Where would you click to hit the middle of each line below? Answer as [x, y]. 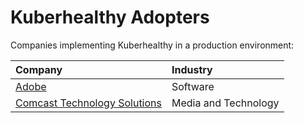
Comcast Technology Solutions [88, 103]
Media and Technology [225, 103]
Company [39, 69]
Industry [192, 69]
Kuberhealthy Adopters [110, 17]
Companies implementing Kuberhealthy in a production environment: [152, 45]
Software [193, 86]
